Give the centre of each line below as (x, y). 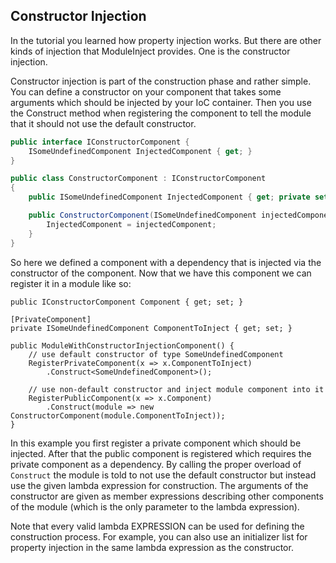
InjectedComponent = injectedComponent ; (131, 224)
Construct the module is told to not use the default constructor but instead (163, 475)
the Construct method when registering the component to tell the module (161, 113)
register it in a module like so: (71, 283)
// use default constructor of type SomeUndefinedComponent (156, 354)
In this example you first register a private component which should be (156, 443)
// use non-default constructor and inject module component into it (176, 389)
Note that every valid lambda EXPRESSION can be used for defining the (157, 526)
